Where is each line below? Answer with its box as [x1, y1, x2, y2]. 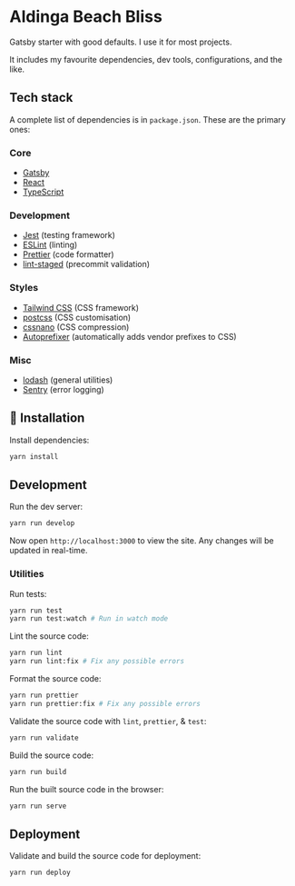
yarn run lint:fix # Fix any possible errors [9, 657, 184, 666]
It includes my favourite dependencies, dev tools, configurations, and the [9, 54, 283, 65]
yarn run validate [9, 733, 79, 742]
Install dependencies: [9, 434, 90, 445]
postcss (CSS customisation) [22, 312, 132, 323]
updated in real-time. [9, 545, 88, 556]
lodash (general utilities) [22, 374, 113, 385]
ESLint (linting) [22, 239, 78, 251]
